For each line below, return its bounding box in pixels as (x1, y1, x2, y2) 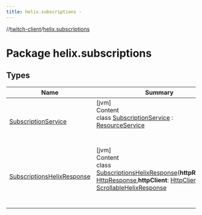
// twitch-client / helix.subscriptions (6, 25, 90, 33)
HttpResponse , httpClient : (96, 176, 170, 184)
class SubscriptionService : (96, 113, 173, 122)
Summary (145, 88, 174, 96)
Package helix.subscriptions (6, 46, 152, 60)
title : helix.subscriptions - (6, 8, 82, 15)
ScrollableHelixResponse (96, 183, 167, 192)
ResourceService (96, 121, 145, 129)
